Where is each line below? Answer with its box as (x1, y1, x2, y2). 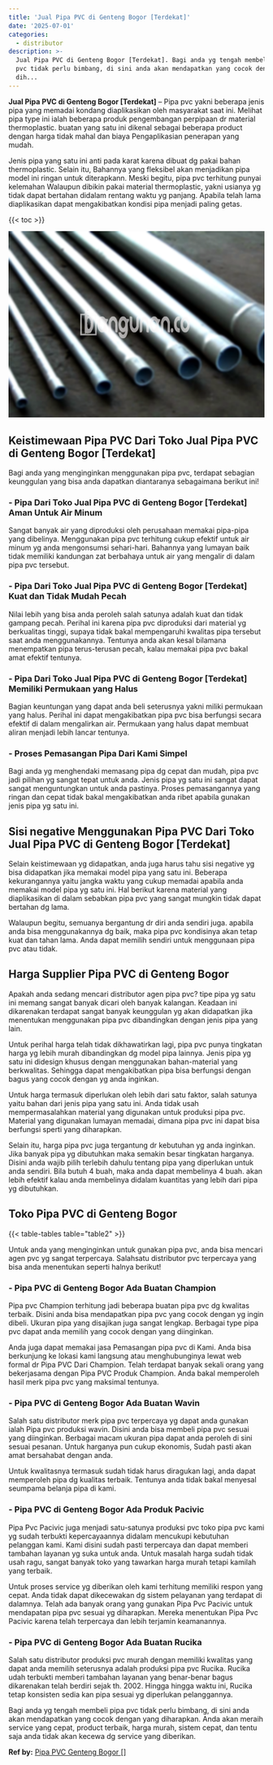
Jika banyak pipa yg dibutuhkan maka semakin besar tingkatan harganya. (8, 1148, 254, 1158)
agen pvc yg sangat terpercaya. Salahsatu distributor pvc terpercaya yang (8, 1253, 258, 1262)
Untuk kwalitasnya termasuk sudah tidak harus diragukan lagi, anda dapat (8, 1466, 256, 1476)
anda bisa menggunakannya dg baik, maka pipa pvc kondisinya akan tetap (8, 927, 258, 937)
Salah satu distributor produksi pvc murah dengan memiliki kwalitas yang (8, 1654, 253, 1665)
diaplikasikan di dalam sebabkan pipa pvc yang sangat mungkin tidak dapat (8, 893, 262, 903)
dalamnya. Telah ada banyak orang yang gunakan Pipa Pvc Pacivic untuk (8, 1599, 253, 1609)
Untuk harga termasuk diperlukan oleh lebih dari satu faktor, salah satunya (8, 1090, 258, 1100)
